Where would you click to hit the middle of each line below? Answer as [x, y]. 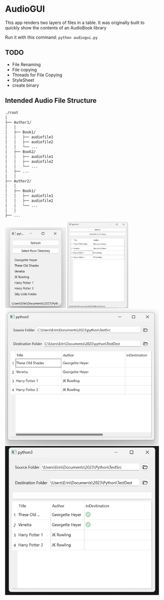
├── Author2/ [18, 181]
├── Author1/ [18, 122]
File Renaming [26, 64]
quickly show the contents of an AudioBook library [56, 27]
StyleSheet [23, 80]
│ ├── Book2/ [20, 152]
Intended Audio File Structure [51, 101]
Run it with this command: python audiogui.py [51, 37]
